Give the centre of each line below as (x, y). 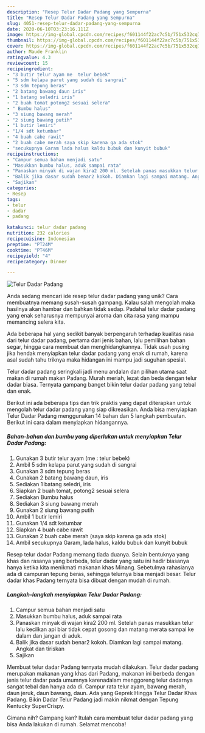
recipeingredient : (30, 69)
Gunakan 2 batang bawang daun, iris (62, 478)
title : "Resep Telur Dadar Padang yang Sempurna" (71, 18)
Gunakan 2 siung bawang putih (55, 510)
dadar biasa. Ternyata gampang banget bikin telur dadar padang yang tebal (102, 385)
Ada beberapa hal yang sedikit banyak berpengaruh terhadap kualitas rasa (100, 334)
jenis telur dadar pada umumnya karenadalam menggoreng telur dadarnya (100, 680)
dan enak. (19, 391)
